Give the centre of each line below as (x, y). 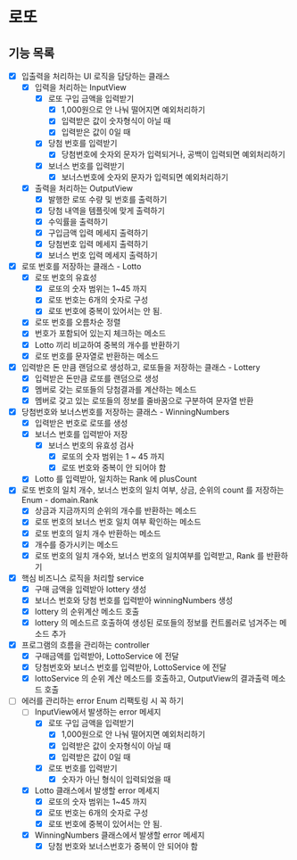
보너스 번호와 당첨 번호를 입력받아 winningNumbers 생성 (134, 600)
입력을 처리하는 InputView (80, 87)
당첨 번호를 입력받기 (82, 144)
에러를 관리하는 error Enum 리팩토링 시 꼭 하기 (103, 701)
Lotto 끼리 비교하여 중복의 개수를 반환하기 (107, 344)
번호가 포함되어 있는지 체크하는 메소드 (100, 334)
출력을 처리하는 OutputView (83, 188)
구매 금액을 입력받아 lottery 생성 (91, 589)
